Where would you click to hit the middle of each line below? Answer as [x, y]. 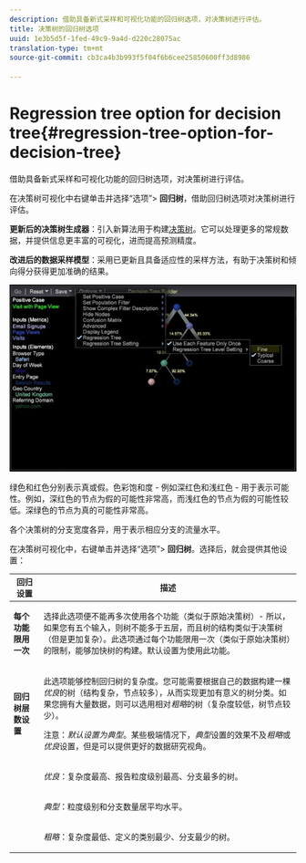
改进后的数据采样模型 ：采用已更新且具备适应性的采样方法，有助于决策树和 [149, 259]
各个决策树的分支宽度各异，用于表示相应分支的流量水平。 [117, 529]
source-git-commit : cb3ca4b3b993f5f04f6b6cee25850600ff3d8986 [130, 58]
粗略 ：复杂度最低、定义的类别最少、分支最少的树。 [139, 837]
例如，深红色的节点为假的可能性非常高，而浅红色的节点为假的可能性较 [157, 498]
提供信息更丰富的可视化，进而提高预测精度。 [117, 240]
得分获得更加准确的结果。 [65, 271]
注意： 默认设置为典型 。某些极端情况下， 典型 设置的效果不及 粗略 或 [167, 734]
